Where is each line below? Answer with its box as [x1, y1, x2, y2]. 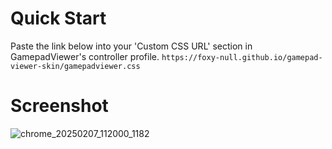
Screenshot [10, 95, 109, 117]
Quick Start [10, 7, 107, 30]
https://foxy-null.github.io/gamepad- [161, 52, 323, 62]
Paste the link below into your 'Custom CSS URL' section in [10, 40, 253, 52]
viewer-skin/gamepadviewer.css [10, 61, 141, 71]
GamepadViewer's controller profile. [10, 50, 160, 62]
